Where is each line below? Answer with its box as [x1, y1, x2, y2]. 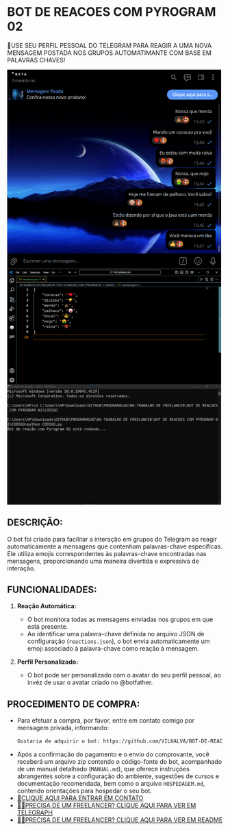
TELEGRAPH [16, 808, 53, 817]
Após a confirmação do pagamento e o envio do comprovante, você [16, 750, 210, 758]
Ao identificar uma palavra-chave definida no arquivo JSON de [27, 630, 205, 638]
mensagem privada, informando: [16, 724, 110, 732]
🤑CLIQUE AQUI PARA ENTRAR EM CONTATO [16, 794, 144, 802]
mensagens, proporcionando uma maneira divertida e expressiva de [7, 557, 200, 565]
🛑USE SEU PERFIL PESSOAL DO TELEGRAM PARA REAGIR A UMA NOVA [7, 41, 212, 49]
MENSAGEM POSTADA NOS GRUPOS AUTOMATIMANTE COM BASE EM [7, 49, 212, 57]
